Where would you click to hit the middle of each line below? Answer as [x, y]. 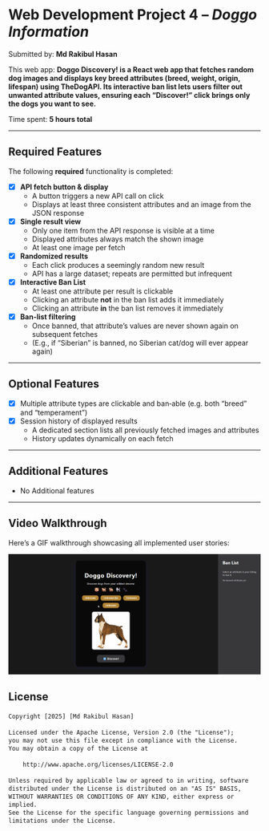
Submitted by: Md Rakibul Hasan [63, 54]
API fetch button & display [64, 187]
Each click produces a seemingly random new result [118, 265]
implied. [23, 805]
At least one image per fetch [78, 247]
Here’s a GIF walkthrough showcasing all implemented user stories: [119, 542]
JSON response [58, 213]
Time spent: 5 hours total [50, 119]
